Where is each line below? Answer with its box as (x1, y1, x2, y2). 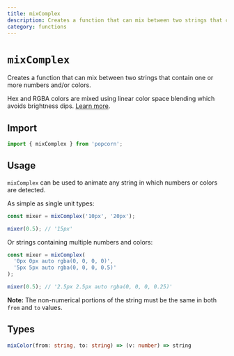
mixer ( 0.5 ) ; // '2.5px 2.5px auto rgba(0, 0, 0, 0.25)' (7, 284, 173, 291)
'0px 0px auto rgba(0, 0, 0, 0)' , (13, 258, 114, 265)
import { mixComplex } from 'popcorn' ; (7, 141, 123, 148)
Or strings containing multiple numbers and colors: (7, 238, 153, 246)
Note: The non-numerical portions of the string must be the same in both (7, 295, 217, 304)
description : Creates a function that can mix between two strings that (7, 17, 223, 24)
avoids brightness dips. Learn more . (7, 102, 111, 110)
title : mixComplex (7, 10, 61, 17)
